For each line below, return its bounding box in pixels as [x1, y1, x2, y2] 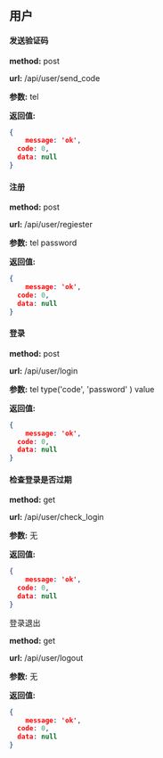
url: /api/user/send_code [9, 72, 101, 83]
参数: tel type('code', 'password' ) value [9, 383, 155, 394]
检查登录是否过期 [9, 474, 72, 484]
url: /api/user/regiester [9, 219, 94, 230]
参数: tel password [9, 237, 77, 248]
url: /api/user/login [9, 365, 78, 376]
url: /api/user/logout [9, 652, 84, 663]
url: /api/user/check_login [9, 512, 104, 523]
